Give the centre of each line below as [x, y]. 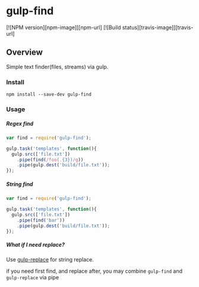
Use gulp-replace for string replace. [50, 260]
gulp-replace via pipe [33, 277]
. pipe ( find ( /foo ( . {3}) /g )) [50, 160]
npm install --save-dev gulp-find [49, 94]
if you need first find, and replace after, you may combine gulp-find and [94, 271]
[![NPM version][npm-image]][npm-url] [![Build [64, 27]
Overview [25, 53]
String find [20, 184]
